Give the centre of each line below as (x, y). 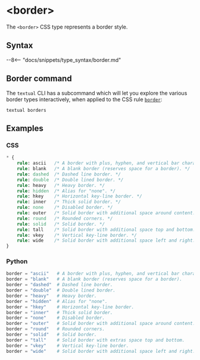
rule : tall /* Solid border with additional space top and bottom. (106, 230)
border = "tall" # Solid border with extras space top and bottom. (96, 340)
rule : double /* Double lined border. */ (70, 180)
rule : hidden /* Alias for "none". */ (66, 191)
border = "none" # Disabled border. (56, 318)
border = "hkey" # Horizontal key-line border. (70, 307)
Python (17, 261)
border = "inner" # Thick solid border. (60, 312)
